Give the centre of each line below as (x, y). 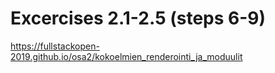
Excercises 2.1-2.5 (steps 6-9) (138, 18)
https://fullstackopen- (55, 46)
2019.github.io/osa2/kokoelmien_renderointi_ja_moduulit (126, 56)
